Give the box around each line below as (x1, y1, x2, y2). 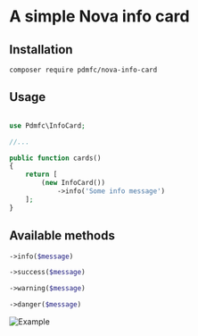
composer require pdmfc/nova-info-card (9, 65, 158, 74)
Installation (9, 42, 73, 57)
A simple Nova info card (9, 6, 190, 27)
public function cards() (9, 154, 102, 163)
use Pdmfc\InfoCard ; (9, 121, 87, 130)
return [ (25, 170, 58, 180)
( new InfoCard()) (41, 179, 105, 188)
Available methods (9, 228, 116, 243)
